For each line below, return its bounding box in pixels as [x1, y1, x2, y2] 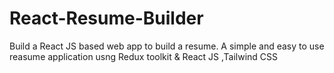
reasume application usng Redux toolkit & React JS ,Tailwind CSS [9, 50, 279, 62]
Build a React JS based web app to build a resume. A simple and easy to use [9, 40, 325, 52]
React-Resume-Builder [9, 7, 204, 30]
